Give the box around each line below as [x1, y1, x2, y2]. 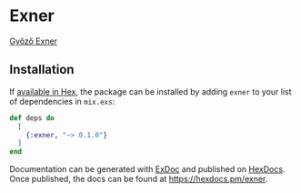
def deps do [9, 113, 55, 123]
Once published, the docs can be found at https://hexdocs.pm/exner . [9, 174, 268, 185]
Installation [9, 62, 75, 77]
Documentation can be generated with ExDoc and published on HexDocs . [9, 164, 286, 175]
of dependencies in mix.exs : [9, 96, 115, 107]
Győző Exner [9, 36, 57, 46]
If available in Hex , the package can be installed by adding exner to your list [9, 86, 293, 96]
